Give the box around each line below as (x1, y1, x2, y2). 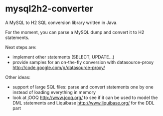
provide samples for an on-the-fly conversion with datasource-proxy (12, 59, 154, 65)
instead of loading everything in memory (12, 89, 96, 95)
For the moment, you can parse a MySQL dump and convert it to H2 (5, 29, 145, 35)
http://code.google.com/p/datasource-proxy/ (12, 64, 106, 70)
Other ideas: (5, 74, 31, 80)
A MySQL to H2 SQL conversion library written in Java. (5, 19, 118, 25)
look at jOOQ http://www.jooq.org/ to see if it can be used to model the (12, 94, 158, 100)
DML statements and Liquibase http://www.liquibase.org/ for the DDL (12, 99, 155, 105)
